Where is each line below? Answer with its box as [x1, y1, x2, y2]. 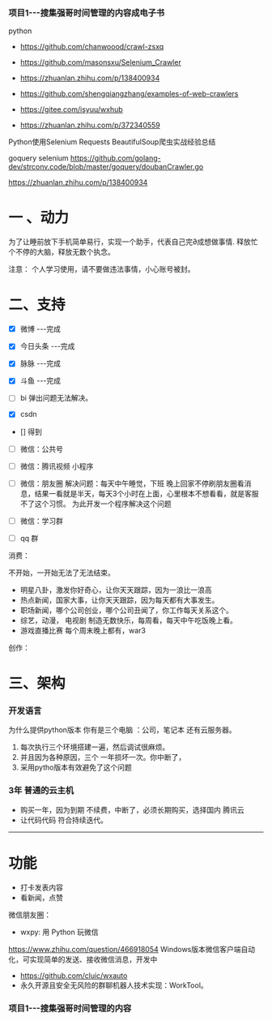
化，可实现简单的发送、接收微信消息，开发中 [8, 955, 158, 964]
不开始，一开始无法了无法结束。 [8, 568, 115, 577]
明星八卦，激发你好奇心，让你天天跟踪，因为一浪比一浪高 [19, 585, 212, 594]
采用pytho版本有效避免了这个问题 [19, 762, 132, 772]
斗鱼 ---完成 [19, 375, 62, 386]
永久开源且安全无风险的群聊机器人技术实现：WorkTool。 [19, 980, 208, 990]
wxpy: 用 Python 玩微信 [19, 927, 99, 937]
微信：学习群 [19, 516, 63, 526]
